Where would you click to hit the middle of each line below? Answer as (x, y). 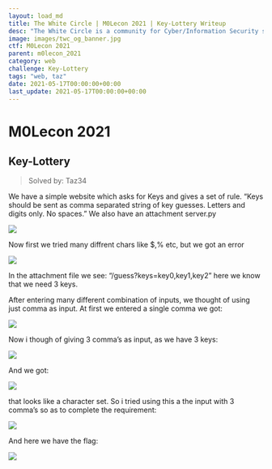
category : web (32, 62)
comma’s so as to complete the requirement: (83, 410)
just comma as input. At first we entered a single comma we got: (115, 308)
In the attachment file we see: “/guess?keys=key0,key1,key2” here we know (134, 276)
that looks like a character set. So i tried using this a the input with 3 (121, 402)
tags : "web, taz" (38, 76)
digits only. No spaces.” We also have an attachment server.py (113, 214)
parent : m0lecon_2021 (45, 54)
